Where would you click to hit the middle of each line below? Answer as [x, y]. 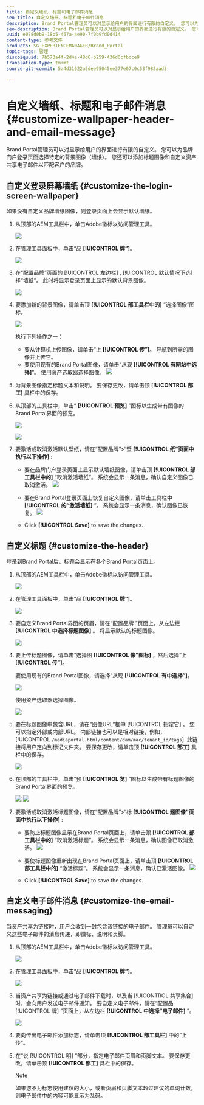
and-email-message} [61, 132]
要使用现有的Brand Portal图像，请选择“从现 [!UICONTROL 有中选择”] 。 [104, 675]
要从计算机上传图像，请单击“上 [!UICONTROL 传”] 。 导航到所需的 [106, 350]
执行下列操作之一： [39, 337]
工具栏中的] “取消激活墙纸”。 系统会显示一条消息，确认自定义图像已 [109, 477]
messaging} [30, 911]
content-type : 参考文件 [34, 40]
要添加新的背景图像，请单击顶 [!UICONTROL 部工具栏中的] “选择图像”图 [105, 305]
